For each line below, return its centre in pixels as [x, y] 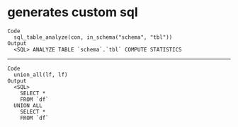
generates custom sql [73, 12]
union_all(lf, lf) [41, 75]
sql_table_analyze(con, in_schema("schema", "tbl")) [93, 37]
